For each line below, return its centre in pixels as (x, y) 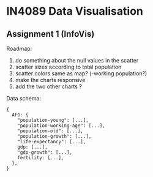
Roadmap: (19, 48)
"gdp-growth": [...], (45, 153)
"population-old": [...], (50, 131)
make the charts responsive (50, 80)
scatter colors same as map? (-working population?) (81, 73)
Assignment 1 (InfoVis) (50, 34)
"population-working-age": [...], (61, 126)
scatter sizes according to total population (68, 67)
